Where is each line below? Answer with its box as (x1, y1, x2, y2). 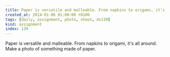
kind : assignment (5, 21, 42, 27)
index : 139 (5, 26, 29, 32)
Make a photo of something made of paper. (5, 46, 96, 52)
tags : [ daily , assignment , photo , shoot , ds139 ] (5, 17, 110, 22)
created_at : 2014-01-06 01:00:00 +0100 (5, 12, 90, 17)
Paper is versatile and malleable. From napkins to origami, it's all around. (5, 40, 157, 46)
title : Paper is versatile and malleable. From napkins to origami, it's (5, 7, 165, 13)
